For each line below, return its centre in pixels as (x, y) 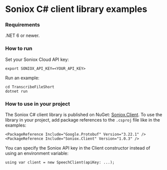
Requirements (23, 25)
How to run (19, 48)
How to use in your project (38, 104)
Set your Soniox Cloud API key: (37, 59)
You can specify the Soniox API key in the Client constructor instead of (78, 148)
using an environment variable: (37, 154)
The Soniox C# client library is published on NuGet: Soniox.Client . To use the (84, 115)
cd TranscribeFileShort (30, 87)
